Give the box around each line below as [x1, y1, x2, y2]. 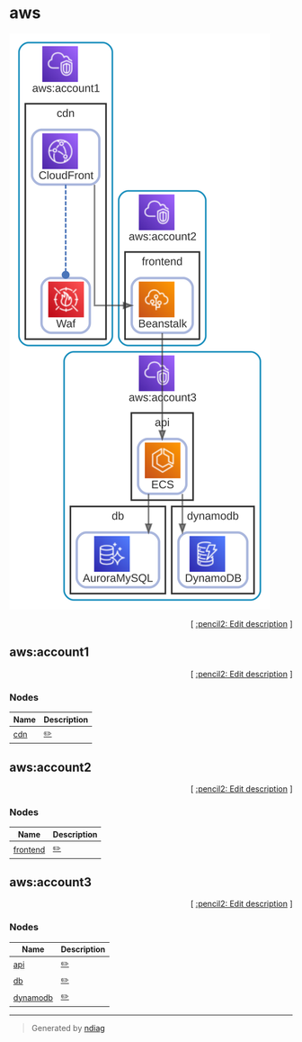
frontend [13, 844, 46, 855]
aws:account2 [9, 759, 92, 775]
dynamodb [13, 992, 54, 1002]
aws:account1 [9, 645, 90, 660]
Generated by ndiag [31, 1022, 105, 1033]
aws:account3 [9, 874, 92, 890]
